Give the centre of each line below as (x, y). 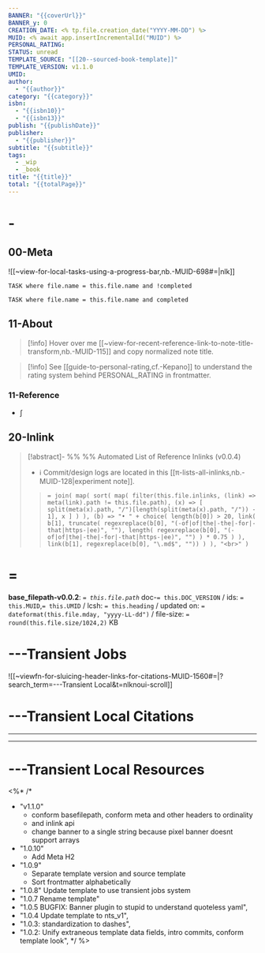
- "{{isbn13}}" (40, 118)
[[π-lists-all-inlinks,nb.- (207, 472)
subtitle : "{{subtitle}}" (50, 148)
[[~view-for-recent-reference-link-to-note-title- (176, 343)
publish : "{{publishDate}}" (54, 126)
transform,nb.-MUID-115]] (69, 351)
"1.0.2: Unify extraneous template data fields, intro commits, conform (132, 932)
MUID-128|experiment (75, 481)
